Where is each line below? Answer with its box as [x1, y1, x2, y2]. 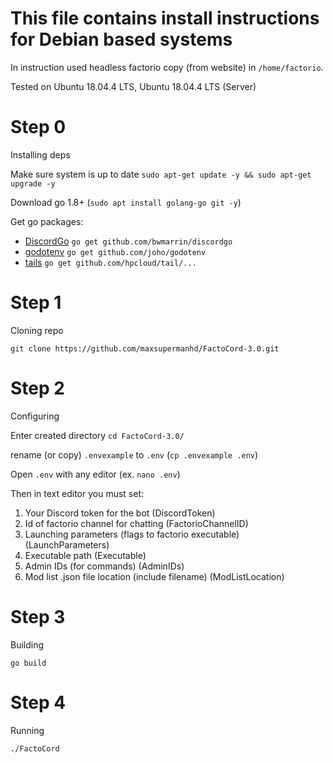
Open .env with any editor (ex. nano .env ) [10, 468, 181, 480]
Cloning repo [10, 324, 64, 336]
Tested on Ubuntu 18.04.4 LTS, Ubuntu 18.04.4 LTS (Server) [10, 80, 257, 92]
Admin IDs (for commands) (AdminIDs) [24, 560, 185, 572]
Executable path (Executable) [24, 549, 147, 561]
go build [10, 658, 47, 668]
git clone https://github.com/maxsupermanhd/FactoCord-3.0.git [10, 343, 280, 354]
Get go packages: [10, 215, 84, 227]
